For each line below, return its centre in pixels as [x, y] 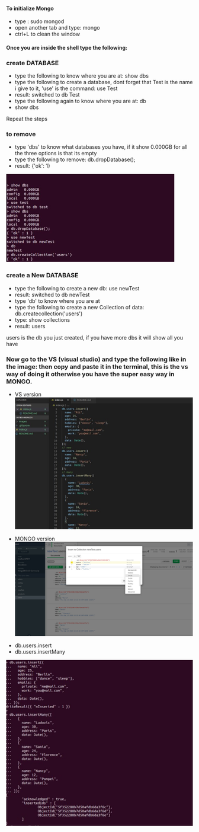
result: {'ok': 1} [32, 166]
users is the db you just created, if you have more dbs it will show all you [95, 337]
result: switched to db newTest [52, 295]
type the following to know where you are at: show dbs [82, 76]
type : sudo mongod [39, 21]
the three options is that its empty [56, 153]
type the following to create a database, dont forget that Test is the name [104, 82]
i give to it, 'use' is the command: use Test [66, 88]
